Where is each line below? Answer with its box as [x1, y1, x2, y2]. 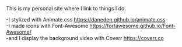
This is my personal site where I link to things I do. [6, 5, 127, 12]
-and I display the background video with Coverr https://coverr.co [6, 35, 164, 41]
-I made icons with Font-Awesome [6, 23, 89, 29]
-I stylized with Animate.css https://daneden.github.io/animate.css [6, 16, 166, 23]
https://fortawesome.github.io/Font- [89, 23, 176, 29]
